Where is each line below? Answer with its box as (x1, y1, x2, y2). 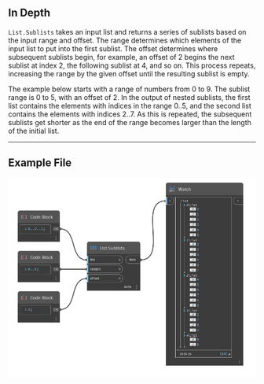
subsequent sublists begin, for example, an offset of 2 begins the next (8, 52, 235, 61)
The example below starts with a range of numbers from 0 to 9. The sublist (8, 84, 251, 94)
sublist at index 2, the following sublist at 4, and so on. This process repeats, (8, 61, 256, 70)
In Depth (8, 6, 51, 20)
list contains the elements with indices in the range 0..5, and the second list (8, 101, 251, 110)
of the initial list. (8, 126, 60, 135)
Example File (8, 157, 72, 170)
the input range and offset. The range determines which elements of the (8, 35, 242, 45)
